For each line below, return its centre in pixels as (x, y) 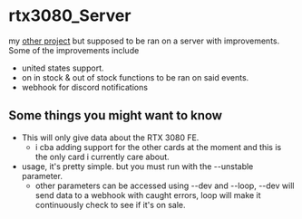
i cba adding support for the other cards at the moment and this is (158, 147)
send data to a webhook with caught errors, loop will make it (148, 195)
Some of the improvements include (74, 50)
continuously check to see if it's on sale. (111, 205)
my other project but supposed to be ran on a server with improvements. (144, 41)
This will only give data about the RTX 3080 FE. (110, 138)
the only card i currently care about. (102, 157)
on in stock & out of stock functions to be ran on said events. (135, 77)
